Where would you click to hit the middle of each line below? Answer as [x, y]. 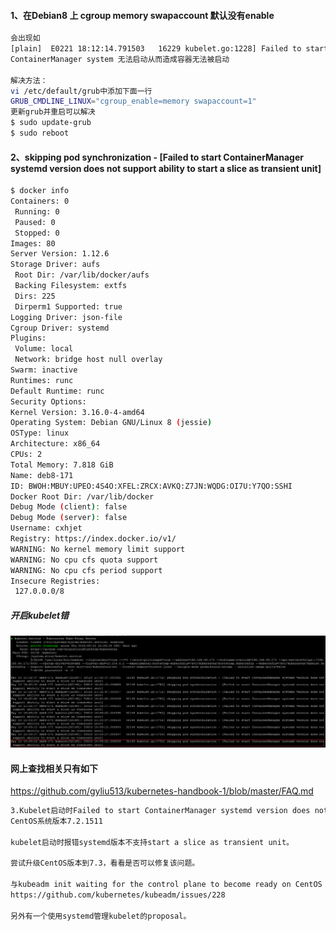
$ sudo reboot [40, 133]
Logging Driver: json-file [66, 317]
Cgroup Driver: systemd [60, 328]
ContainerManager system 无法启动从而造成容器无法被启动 [120, 59]
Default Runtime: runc [57, 391]
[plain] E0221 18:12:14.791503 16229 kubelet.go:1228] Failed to [156, 49]
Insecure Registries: [55, 581]
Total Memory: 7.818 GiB [62, 465]
